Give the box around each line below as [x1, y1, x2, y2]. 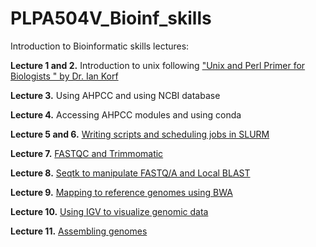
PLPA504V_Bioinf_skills [10, 7, 212, 30]
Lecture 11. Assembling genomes [10, 225, 148, 237]
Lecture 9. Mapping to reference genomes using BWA [10, 186, 233, 198]
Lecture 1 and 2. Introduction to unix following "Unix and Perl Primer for [10, 59, 306, 71]
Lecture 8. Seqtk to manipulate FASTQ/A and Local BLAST [10, 167, 251, 179]
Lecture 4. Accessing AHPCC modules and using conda [10, 108, 242, 121]
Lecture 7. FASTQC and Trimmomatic [10, 147, 164, 159]
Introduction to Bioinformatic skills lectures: [10, 40, 190, 52]
